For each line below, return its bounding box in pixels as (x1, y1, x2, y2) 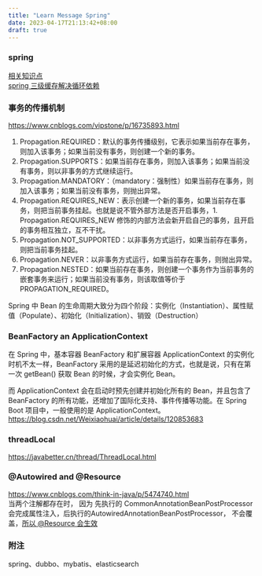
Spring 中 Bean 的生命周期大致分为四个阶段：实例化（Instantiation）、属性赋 (8, 300, 254, 310)
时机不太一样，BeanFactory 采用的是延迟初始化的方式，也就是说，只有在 (8, 359, 245, 369)
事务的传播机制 (8, 102, 65, 113)
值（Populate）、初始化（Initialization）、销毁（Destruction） (8, 310, 203, 320)
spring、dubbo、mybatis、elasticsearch (8, 559, 139, 569)
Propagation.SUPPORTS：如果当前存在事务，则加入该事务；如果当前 (19, 156, 243, 166)
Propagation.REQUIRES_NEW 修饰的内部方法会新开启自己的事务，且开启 (19, 215, 255, 225)
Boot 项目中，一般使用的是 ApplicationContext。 (8, 405, 165, 415)
